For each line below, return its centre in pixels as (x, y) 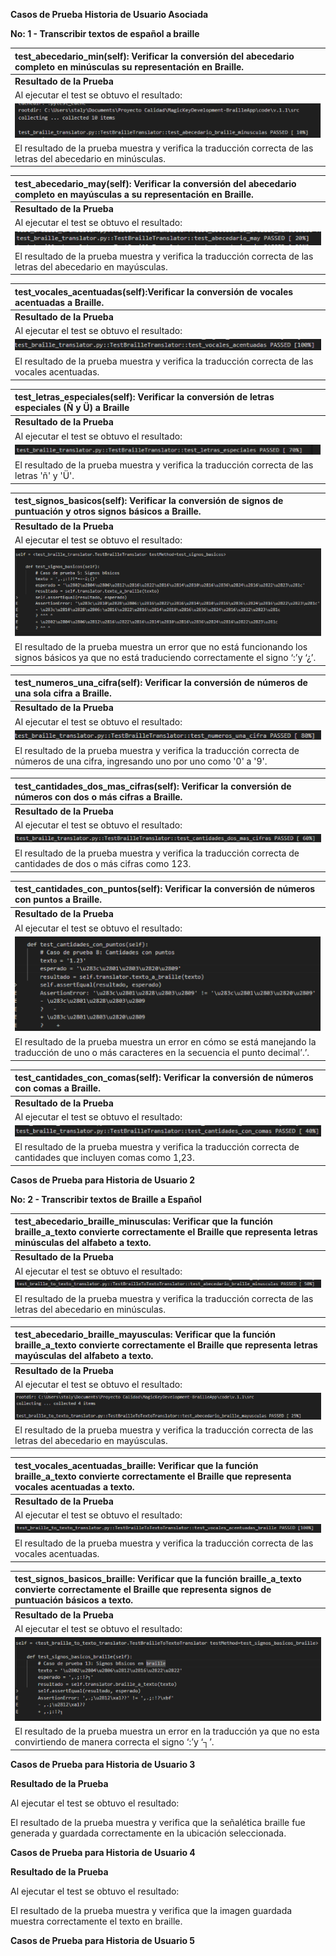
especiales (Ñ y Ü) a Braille (72, 408)
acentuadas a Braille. (59, 302)
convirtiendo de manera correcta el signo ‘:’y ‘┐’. (114, 1742)
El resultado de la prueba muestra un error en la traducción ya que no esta (167, 1731)
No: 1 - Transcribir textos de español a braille (105, 33)
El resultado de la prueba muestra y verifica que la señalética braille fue (158, 1822)
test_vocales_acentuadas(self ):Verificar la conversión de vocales (154, 291)
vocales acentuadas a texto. (74, 1486)
